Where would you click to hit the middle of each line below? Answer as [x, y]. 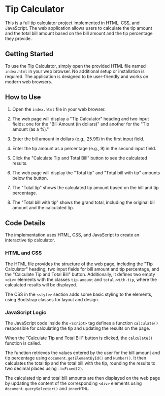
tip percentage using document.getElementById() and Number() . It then [76, 358]
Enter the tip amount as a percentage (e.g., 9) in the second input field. [84, 148]
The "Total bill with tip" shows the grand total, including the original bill [84, 202]
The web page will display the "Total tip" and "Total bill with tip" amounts [86, 173]
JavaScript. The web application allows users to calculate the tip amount [79, 28]
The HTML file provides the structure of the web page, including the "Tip [79, 264]
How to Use [23, 97]
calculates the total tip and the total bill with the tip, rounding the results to [80, 363]
